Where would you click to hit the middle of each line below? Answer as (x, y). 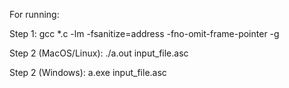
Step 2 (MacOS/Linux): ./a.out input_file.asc (99, 53)
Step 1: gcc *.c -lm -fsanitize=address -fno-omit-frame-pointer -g (144, 33)
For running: (34, 14)
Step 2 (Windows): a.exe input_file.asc (88, 72)
